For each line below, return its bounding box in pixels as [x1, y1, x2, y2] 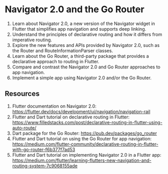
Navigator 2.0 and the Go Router [5, 4, 145, 15]
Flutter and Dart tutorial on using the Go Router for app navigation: [12, 135, 152, 141]
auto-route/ [12, 125, 37, 131]
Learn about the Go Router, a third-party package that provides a [12, 53, 149, 59]
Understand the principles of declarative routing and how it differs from [12, 31, 162, 37]
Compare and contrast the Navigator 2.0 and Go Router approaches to [12, 64, 160, 70]
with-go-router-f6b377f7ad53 [12, 146, 75, 153]
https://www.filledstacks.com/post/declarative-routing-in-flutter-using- [12, 119, 163, 126]
